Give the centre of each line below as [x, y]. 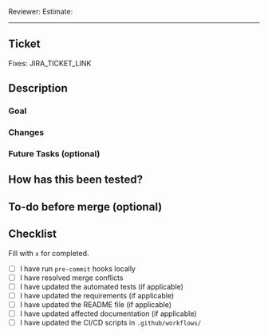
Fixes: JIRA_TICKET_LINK [50, 63]
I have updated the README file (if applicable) [96, 304]
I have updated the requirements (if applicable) [97, 295]
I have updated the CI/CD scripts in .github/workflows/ [110, 322]
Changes [26, 132]
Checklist [33, 234]
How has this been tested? [76, 180]
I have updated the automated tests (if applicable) [101, 286]
